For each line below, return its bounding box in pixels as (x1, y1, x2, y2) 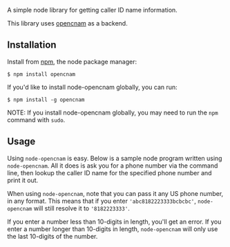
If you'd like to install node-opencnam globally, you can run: (7, 83, 178, 91)
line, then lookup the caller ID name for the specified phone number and (7, 168, 212, 177)
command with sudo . (7, 115, 66, 123)
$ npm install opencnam (7, 70, 76, 78)
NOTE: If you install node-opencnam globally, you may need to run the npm (7, 108, 219, 117)
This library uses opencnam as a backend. (7, 19, 128, 27)
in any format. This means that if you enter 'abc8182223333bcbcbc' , (7, 197, 197, 205)
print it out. (7, 176, 39, 184)
